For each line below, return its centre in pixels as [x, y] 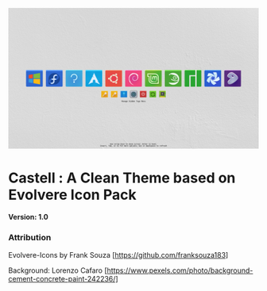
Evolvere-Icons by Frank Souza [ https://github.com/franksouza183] [118, 255]
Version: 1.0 [29, 217]
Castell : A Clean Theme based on [122, 178]
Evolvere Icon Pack [72, 195]
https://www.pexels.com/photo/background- [180, 270]
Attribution [30, 238]
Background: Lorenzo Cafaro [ [58, 270]
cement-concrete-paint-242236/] [63, 278]
